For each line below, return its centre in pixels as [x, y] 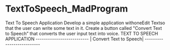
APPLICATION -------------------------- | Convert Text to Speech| [74, 39]
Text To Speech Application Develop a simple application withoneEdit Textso [85, 23]
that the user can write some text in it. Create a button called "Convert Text [84, 28]
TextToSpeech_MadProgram [67, 9]
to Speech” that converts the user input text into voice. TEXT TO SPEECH [82, 33]
